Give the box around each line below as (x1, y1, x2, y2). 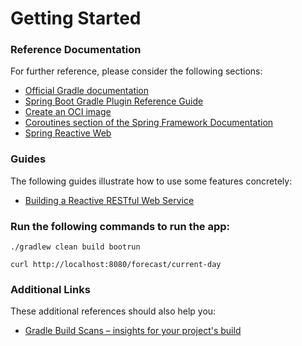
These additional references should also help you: (10, 305, 217, 317)
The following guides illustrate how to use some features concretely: (10, 175, 293, 187)
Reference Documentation (10, 43, 142, 57)
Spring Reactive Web (24, 127, 112, 139)
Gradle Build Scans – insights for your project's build (24, 325, 242, 337)
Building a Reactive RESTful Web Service (24, 194, 195, 206)
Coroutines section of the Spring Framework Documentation (24, 117, 274, 129)
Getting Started (10, 7, 142, 30)
